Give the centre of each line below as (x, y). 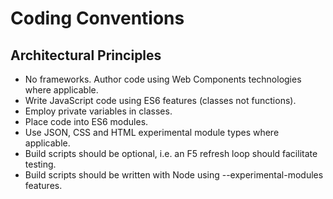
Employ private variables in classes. (98, 111)
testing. (40, 164)
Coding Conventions (97, 18)
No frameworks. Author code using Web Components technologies (163, 79)
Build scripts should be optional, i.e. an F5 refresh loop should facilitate (171, 153)
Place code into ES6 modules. (86, 121)
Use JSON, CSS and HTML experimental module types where (152, 132)
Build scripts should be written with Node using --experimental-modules (174, 175)
